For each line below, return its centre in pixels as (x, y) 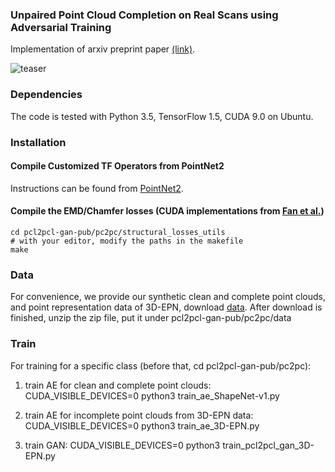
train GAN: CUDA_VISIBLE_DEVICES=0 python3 (122, 445)
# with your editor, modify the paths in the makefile (127, 241)
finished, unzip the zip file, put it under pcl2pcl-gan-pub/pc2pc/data (151, 318)
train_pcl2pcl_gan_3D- (268, 445)
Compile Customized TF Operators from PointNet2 (117, 166)
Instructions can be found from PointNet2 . (97, 188)
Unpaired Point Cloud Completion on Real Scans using (144, 15)
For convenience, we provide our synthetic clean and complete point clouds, (168, 297)
